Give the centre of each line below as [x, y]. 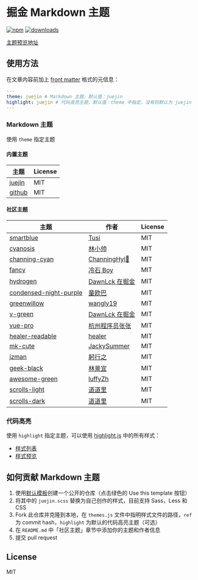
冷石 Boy [101, 270]
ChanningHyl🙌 [109, 259]
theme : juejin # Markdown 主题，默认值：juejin [65, 96]
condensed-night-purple [46, 292]
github [19, 192]
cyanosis [22, 248]
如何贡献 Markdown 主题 [53, 477]
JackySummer [109, 346]
